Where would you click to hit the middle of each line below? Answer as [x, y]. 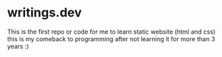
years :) [18, 46]
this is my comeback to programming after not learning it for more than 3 [111, 38]
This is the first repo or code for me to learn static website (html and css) [112, 32]
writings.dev [44, 13]
